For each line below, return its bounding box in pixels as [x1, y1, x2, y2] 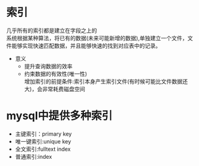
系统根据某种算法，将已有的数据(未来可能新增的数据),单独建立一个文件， [6, 34, 188, 41]
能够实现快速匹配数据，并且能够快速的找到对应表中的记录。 [11, 42, 161, 49]
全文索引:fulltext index [15, 145, 71, 153]
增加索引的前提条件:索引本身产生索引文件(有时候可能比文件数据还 [24, 77, 188, 85]
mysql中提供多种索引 [6, 109, 113, 123]
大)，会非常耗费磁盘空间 [24, 85, 85, 92]
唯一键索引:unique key [15, 137, 71, 145]
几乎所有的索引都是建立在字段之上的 [6, 27, 97, 34]
